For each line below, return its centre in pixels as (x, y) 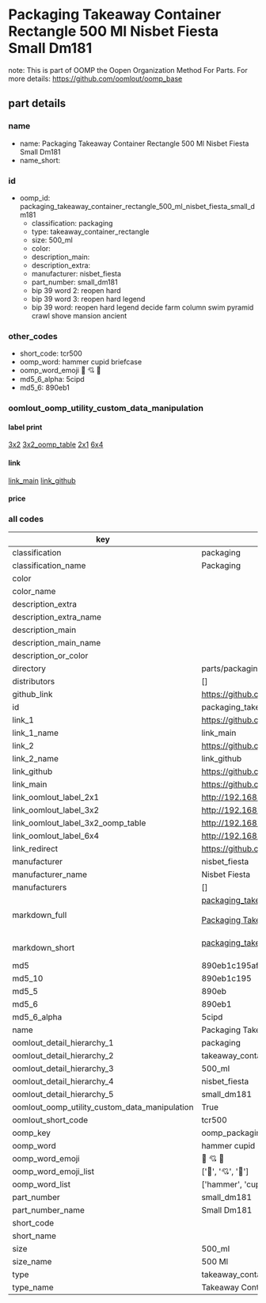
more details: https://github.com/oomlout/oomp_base (95, 78)
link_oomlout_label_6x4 (56, 836)
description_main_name (57, 643)
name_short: (40, 160)
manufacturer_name (50, 874)
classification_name (49, 566)
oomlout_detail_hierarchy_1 (63, 1043)
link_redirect (35, 849)
